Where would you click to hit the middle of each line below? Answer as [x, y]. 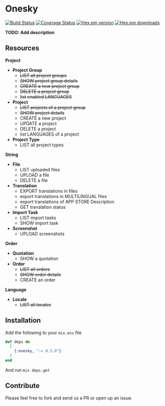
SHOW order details [40, 274]
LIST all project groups [43, 75]
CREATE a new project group [50, 86]
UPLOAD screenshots [42, 234]
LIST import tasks [38, 218]
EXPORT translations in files [48, 191]
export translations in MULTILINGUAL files [63, 196]
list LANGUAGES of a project [49, 134]
